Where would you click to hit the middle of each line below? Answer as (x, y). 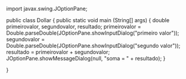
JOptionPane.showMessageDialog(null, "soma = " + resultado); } (86, 58)
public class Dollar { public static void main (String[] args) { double (88, 20)
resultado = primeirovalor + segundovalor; (58, 52)
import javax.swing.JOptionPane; (47, 9)
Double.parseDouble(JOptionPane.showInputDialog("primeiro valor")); (93, 33)
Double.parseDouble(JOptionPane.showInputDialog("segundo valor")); (93, 45)
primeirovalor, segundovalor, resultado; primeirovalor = (74, 27)
